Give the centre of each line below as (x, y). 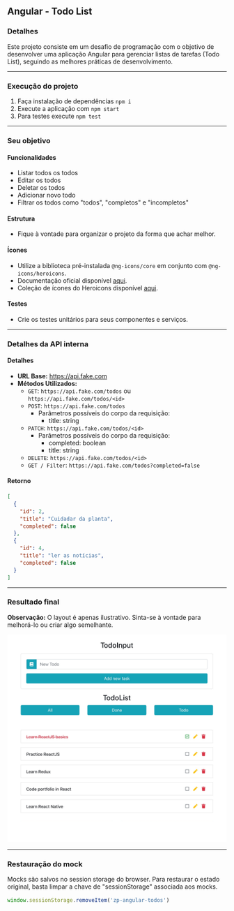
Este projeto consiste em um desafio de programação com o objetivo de (111, 46)
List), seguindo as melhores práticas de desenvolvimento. (90, 61)
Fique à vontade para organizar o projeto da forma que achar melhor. (116, 234)
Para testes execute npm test (59, 116)
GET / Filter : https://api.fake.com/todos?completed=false (114, 465)
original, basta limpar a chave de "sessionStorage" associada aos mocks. (112, 887)
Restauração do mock (45, 864)
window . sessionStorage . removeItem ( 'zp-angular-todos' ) (88, 901)
